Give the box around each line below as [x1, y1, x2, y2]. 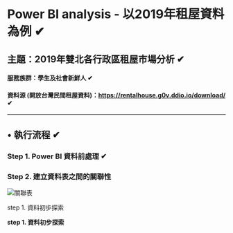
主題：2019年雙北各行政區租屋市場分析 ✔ [7, 53, 185, 65]
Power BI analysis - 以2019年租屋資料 [7, 6, 225, 22]
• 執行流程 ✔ [7, 129, 60, 140]
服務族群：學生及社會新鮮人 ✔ [7, 74, 94, 82]
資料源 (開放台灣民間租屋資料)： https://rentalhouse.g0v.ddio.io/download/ [7, 91, 226, 99]
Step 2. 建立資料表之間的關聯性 [7, 171, 112, 181]
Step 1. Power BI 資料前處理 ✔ [7, 151, 107, 161]
